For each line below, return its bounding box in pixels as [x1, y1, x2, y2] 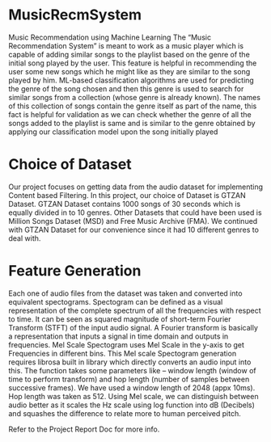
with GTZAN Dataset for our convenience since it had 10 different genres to [8, 225, 259, 234]
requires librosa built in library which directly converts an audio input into [8, 357, 252, 367]
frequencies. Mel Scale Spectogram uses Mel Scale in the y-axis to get [8, 339, 245, 349]
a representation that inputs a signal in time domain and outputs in [8, 331, 229, 341]
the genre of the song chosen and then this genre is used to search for [8, 83, 244, 94]
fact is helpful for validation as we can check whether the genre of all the [8, 109, 252, 119]
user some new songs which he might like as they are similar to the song [8, 66, 251, 76]
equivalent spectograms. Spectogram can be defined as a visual [8, 297, 223, 306]
